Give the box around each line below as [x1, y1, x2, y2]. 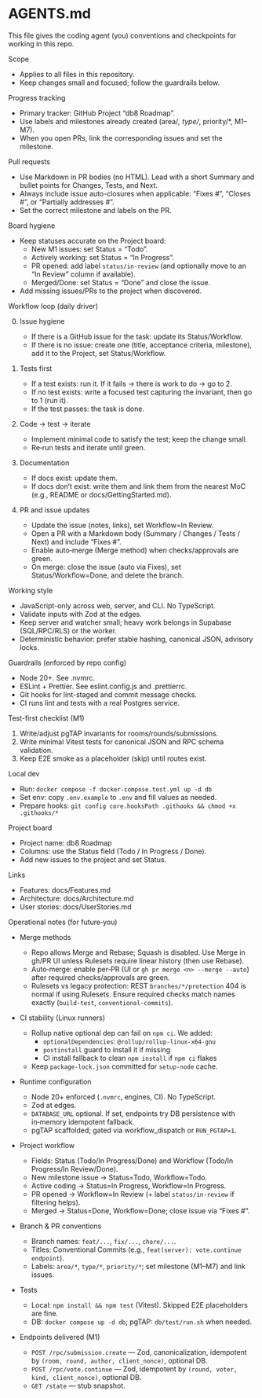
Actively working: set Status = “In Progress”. [31, 252, 175, 262]
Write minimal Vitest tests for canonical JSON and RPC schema [19, 736, 224, 747]
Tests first [19, 363, 53, 373]
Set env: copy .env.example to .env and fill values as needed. [19, 792, 217, 802]
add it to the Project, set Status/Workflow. [31, 348, 166, 358]
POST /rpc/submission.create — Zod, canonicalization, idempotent [31, 1347, 247, 1356]
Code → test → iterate [19, 419, 91, 428]
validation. [19, 745, 53, 754]
